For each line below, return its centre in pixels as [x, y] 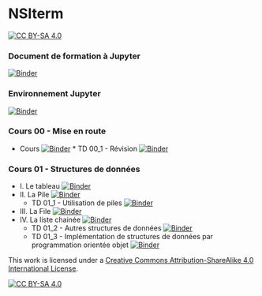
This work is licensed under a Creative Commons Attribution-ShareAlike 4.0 [131, 260]
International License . [43, 268]
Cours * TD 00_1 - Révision [79, 148]
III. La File [35, 212]
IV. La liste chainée [50, 220]
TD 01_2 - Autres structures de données [96, 228]
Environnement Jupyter [54, 94]
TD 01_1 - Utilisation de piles [77, 203]
